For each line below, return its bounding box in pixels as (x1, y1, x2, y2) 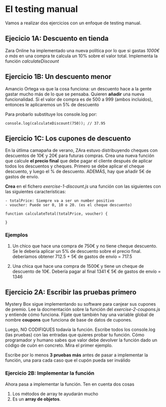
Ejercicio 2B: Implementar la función (5, 370, 94, 377)
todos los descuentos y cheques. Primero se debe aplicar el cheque (5, 163, 145, 169)
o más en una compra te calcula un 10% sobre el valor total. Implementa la (5, 53, 158, 59)
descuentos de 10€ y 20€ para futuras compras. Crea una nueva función (5, 153, 155, 159)
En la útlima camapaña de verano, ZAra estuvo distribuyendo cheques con (5, 148, 158, 154)
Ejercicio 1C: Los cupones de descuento (5, 134, 131, 143)
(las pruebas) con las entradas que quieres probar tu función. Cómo (5, 332, 145, 338)
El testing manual (5, 3, 78, 15)
